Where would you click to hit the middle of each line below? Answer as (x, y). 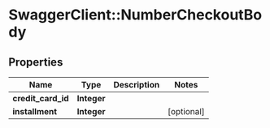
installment (35, 111)
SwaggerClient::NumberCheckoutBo (135, 15)
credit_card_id (41, 98)
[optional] (186, 111)
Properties (36, 62)
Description (137, 85)
